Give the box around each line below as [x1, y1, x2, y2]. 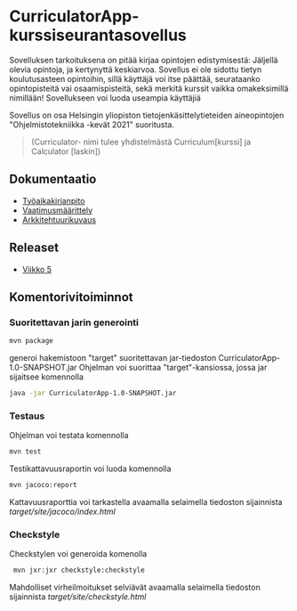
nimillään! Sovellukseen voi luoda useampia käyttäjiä [9, 92, 202, 103]
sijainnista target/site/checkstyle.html [9, 591, 147, 602]
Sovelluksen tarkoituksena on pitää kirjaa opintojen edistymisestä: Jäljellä [9, 54, 278, 65]
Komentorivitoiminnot [9, 289, 133, 305]
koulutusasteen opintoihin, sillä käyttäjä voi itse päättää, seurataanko [9, 73, 261, 84]
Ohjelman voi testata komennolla [9, 430, 129, 441]
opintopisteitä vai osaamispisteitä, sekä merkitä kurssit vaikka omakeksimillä [9, 83, 289, 94]
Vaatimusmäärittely [21, 205, 93, 216]
